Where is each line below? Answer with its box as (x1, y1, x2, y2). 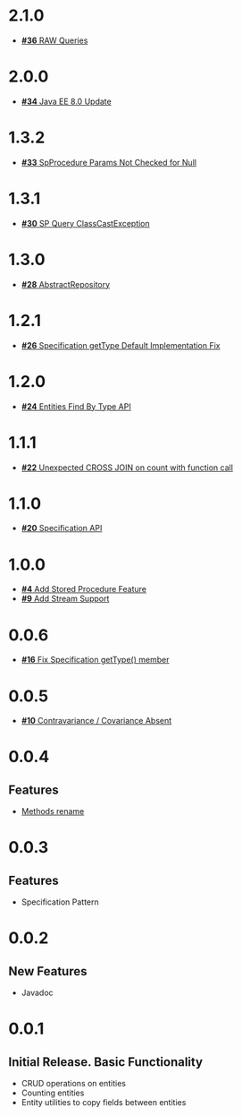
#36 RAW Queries (21, 35, 88, 46)
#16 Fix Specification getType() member (21, 655, 170, 665)
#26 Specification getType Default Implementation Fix (21, 339, 221, 350)
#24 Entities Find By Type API (21, 400, 131, 412)
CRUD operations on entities (21, 1078, 127, 1089)
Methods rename (21, 806, 85, 817)
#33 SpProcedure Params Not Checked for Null (21, 157, 197, 167)
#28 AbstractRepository (21, 279, 111, 289)
